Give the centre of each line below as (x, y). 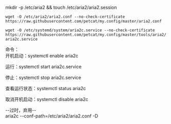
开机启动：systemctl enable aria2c (42, 56)
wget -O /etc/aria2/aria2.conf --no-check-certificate (65, 17)
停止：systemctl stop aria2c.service (43, 77)
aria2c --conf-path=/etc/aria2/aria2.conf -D (52, 116)
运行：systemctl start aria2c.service (43, 67)
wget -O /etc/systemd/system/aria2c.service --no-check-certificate (80, 30)
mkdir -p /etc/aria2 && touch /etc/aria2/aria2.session (61, 7)
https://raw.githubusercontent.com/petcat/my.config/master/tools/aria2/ (86, 35)
